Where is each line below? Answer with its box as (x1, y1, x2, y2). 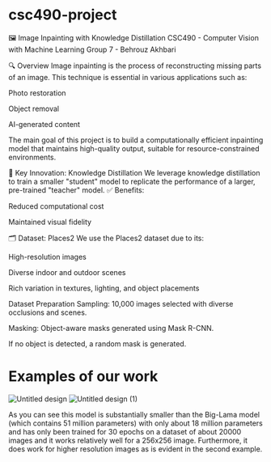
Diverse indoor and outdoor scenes (8, 267, 126, 277)
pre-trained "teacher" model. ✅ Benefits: (8, 184, 145, 195)
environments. (8, 152, 57, 162)
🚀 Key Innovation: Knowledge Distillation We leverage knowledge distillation (8, 167, 260, 177)
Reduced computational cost (8, 201, 104, 211)
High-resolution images (8, 252, 87, 261)
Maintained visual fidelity (8, 217, 91, 227)
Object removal (8, 104, 59, 113)
